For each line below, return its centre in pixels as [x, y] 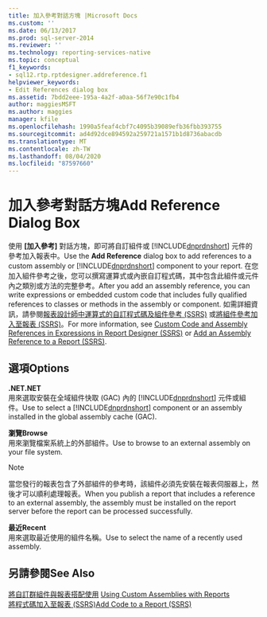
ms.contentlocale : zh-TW [49, 149]
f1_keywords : [30, 68]
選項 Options [39, 368]
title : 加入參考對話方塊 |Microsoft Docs [73, 16]
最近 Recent [27, 527]
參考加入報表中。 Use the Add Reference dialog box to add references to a [130, 256]
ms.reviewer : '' [35, 45]
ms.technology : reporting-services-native [79, 53]
